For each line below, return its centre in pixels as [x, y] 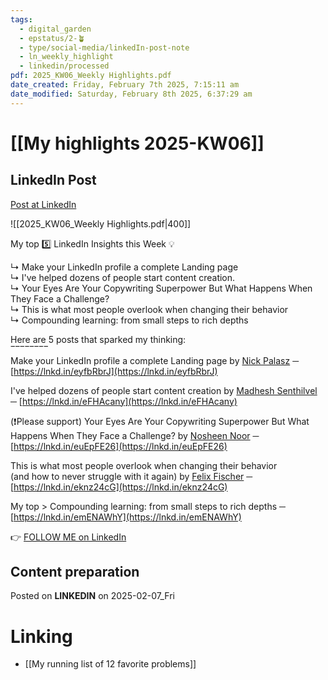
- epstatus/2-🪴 [52, 38]
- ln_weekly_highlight [66, 57]
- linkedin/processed [64, 66]
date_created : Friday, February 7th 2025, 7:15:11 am [125, 85]
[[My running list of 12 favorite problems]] [110, 664]
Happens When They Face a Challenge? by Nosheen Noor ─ [135, 435]
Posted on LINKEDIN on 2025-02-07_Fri [92, 596]
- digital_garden [55, 29]
